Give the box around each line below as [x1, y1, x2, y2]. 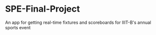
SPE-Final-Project [5, 3, 80, 15]
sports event [5, 24, 31, 30]
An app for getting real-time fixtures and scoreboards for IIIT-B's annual [5, 19, 152, 25]
